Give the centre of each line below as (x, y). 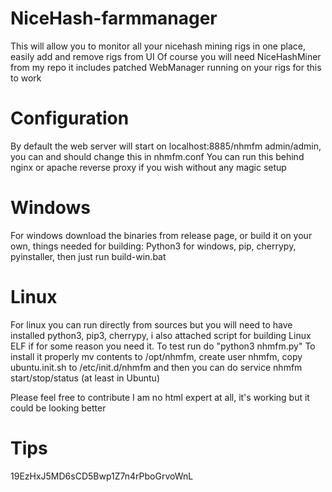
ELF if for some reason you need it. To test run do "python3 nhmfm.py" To (163, 346)
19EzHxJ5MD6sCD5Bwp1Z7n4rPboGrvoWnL (102, 476)
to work (26, 78)
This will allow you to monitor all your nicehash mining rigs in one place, (158, 46)
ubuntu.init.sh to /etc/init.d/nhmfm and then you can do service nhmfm (156, 367)
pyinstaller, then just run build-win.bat (88, 256)
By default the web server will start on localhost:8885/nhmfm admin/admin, (166, 146)
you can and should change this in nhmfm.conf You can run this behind (157, 156)
